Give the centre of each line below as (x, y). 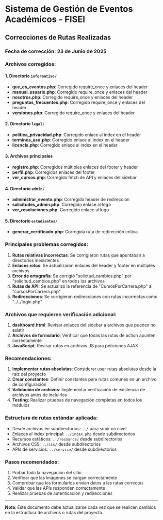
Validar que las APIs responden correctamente (58, 488)
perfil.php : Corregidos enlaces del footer (53, 172)
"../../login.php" (27, 301)
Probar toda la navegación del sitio (47, 472)
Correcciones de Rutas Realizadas (58, 37)
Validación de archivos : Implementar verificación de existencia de (79, 390)
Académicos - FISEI (45, 19)
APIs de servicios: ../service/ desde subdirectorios (64, 449)
